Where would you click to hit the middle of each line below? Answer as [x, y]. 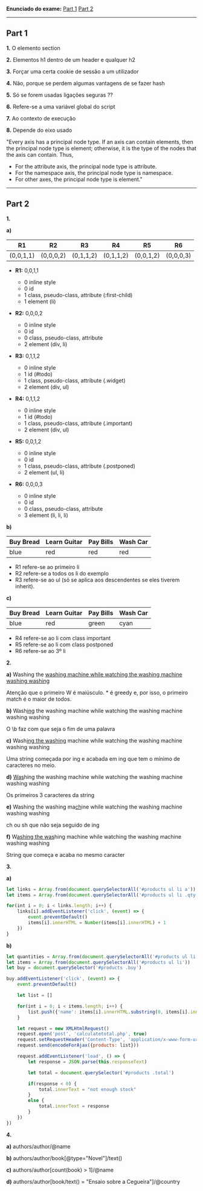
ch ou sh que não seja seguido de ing [53, 825]
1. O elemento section [33, 48]
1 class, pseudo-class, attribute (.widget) [75, 380]
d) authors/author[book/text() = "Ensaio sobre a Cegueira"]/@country [93, 1181]
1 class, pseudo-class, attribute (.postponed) [80, 466]
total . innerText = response [74, 1106]
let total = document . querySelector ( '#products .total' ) [101, 1073]
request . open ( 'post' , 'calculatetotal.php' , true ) [82, 1034]
